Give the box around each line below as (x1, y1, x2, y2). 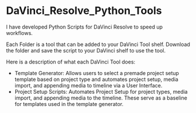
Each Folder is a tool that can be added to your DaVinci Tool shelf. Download (6, 41, 190, 48)
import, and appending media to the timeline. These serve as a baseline (14, 94, 187, 101)
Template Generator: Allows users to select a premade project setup (14, 69, 180, 76)
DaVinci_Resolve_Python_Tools (6, 4, 162, 17)
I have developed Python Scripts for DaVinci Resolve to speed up (6, 23, 163, 30)
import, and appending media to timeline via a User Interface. (14, 82, 163, 89)
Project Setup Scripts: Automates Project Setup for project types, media (14, 88, 188, 95)
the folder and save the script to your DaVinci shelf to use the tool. (6, 47, 166, 54)
